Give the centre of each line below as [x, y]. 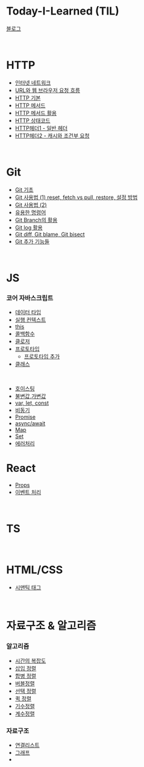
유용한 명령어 [30, 212]
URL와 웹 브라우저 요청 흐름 [47, 90]
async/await [30, 423]
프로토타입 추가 [42, 357]
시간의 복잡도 [30, 661]
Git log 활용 [29, 227]
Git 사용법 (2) [31, 204]
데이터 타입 [28, 312]
